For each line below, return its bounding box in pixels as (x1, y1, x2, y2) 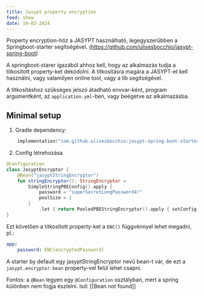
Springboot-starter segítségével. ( (6, 43, 91, 50)
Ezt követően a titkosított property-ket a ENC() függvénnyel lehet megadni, (6, 222, 192, 230)
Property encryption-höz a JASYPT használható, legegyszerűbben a (6, 37, 178, 44)
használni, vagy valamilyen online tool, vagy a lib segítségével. (6, 74, 163, 82)
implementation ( (17, 138, 59, 145)
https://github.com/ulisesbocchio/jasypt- (90, 43, 193, 50)
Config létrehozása (15, 150, 63, 157)
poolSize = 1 (38, 195, 72, 201)
